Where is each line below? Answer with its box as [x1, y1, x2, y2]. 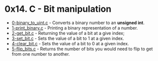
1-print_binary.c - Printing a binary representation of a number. [11, 25, 138, 30]
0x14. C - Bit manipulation [4, 3, 112, 15]
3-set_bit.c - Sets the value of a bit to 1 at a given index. [11, 35, 124, 41]
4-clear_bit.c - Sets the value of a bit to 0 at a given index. [11, 40, 129, 46]
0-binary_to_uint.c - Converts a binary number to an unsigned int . [11, 20, 145, 26]
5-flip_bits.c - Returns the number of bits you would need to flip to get [11, 46, 153, 52]
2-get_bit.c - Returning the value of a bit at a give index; [11, 30, 125, 36]
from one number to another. [11, 51, 70, 57]
